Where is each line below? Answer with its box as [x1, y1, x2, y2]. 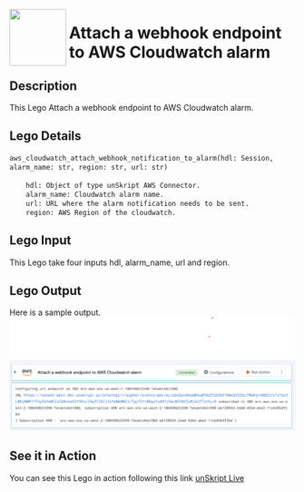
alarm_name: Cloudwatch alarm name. [25, 190, 165, 199]
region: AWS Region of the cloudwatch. [25, 208, 177, 217]
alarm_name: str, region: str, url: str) [9, 162, 169, 172]
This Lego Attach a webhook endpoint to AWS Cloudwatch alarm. [9, 103, 254, 113]
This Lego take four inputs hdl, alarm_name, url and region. [9, 257, 230, 268]
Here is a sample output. [9, 307, 102, 318]
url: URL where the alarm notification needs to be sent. [25, 199, 250, 208]
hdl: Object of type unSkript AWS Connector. [25, 181, 201, 190]
